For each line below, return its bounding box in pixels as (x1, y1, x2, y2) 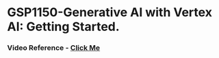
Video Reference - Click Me (7, 43, 101, 53)
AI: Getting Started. (7, 19, 120, 34)
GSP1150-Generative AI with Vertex (7, 5, 212, 20)
